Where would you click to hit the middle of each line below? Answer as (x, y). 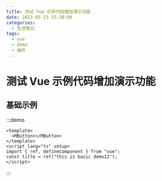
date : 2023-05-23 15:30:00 (39, 17)
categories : (21, 23)
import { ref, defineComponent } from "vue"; (63, 151)
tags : (13, 34)
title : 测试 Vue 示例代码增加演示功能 (48, 12)
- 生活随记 (23, 28)
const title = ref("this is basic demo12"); (62, 157)
